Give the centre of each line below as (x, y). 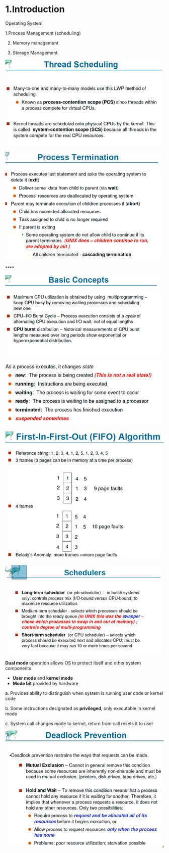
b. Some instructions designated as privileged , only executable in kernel (80, 708)
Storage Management (35, 53)
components (18, 669)
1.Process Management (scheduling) (43, 33)
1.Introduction (35, 9)
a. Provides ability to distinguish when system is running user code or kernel (84, 693)
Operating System (24, 23)
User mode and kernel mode (43, 678)
